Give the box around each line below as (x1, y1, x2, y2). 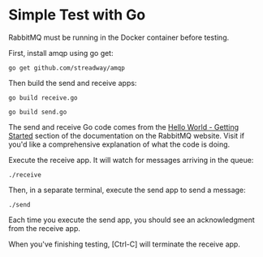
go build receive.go (8, 93, 79, 102)
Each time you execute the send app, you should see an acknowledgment (8, 215, 256, 225)
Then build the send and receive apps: (8, 78, 137, 88)
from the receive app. (8, 223, 81, 233)
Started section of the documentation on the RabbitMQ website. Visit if (8, 131, 245, 140)
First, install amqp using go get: (8, 48, 114, 58)
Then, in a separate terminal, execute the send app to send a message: (8, 185, 246, 195)
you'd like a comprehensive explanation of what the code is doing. (8, 139, 231, 149)
